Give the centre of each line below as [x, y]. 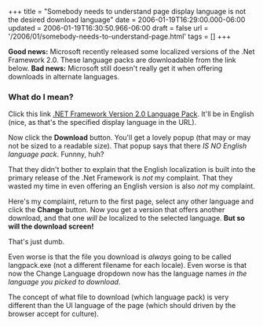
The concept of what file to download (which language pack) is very [119, 297]
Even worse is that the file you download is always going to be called [120, 257]
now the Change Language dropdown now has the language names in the [128, 273]
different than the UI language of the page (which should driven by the [122, 306]
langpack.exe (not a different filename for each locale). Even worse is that [128, 266]
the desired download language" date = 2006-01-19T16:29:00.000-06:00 [127, 20]
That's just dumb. [37, 242]
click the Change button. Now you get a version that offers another [117, 210]
